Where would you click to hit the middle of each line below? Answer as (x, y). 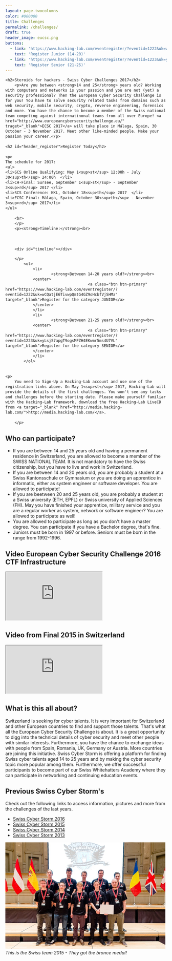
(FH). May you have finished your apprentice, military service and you (86, 505)
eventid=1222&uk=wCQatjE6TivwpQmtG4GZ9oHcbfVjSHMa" (61, 295)
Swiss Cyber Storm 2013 (39, 835)
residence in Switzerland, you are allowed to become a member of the (87, 456)
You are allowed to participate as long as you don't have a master (82, 521)
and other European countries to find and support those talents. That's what (85, 726)
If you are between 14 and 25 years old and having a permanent (80, 451)
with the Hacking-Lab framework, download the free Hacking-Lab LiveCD (83, 402)
